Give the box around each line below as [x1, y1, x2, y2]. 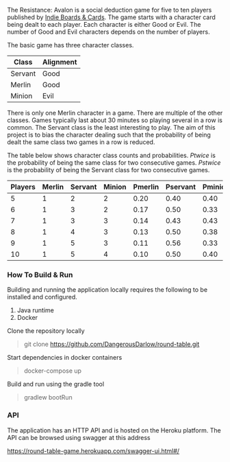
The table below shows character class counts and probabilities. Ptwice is [7, 151, 216, 159]
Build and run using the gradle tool [7, 380, 105, 389]
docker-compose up [23, 367, 82, 375]
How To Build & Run [7, 270, 73, 279]
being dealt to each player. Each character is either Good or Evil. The [7, 21, 201, 28]
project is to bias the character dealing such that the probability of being [7, 130, 211, 139]
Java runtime [16, 306, 55, 314]
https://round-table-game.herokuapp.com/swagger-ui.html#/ [7, 446, 180, 455]
